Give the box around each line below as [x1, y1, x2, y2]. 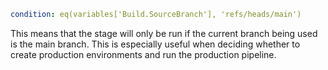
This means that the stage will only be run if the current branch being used [10, 27, 318, 39]
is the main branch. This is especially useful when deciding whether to [10, 38, 301, 50]
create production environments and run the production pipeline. [10, 48, 277, 60]
